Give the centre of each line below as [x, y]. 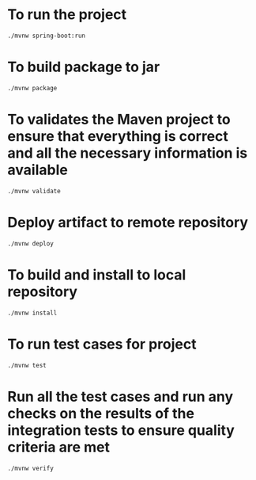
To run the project [67, 15]
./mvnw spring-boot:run [47, 36]
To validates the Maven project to [119, 120]
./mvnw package [32, 88]
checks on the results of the [101, 413]
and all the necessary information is [128, 153]
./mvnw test [27, 365]
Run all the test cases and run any [120, 396]
